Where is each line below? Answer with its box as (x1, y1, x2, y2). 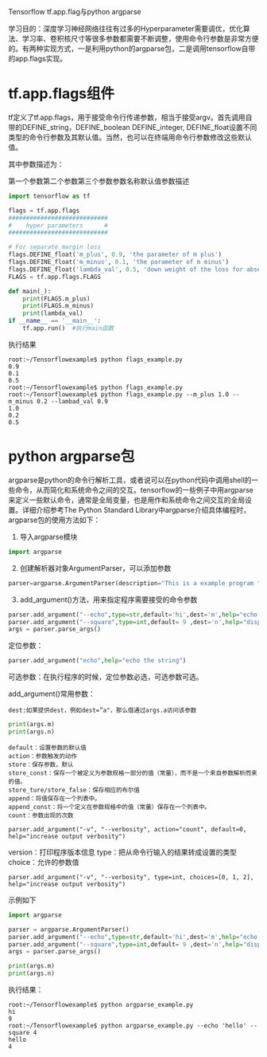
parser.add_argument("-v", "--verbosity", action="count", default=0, (8, 825, 247, 833)
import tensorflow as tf (8, 192, 91, 200)
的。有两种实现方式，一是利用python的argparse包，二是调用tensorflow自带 (8, 44, 256, 53)
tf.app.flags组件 (8, 84, 115, 103)
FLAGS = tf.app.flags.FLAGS (8, 273, 102, 281)
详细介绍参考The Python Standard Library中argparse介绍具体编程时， (21, 505, 250, 514)
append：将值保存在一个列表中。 (8, 794, 101, 803)
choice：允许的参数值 (8, 857, 79, 866)
